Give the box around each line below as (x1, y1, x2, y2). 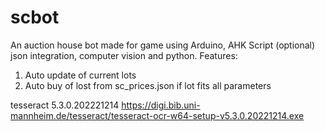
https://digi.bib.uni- (121, 99, 201, 111)
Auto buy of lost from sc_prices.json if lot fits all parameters (24, 79, 272, 91)
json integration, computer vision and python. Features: (10, 49, 238, 61)
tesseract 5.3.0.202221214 (10, 99, 120, 111)
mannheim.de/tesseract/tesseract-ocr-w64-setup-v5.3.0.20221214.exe (10, 109, 305, 121)
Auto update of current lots (24, 69, 137, 81)
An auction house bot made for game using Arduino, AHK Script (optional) (10, 39, 316, 51)
